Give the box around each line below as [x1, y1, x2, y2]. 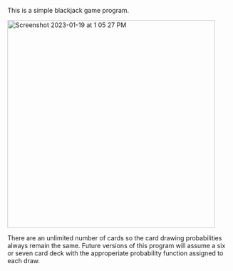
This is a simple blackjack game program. [7, 6, 130, 14]
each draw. [7, 257, 41, 265]
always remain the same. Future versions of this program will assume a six [7, 242, 226, 250]
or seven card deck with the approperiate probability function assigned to [7, 249, 224, 257]
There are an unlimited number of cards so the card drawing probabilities [7, 234, 222, 242]
